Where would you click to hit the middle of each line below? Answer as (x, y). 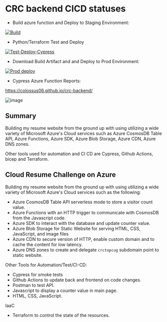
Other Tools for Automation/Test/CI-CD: (46, 265)
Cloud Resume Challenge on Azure (60, 175)
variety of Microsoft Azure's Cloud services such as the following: (73, 192)
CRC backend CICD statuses (65, 9)
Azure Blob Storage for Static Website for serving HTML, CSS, (76, 228)
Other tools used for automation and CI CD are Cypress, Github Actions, (79, 154)
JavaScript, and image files (40, 234)
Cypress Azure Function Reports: (46, 81)
